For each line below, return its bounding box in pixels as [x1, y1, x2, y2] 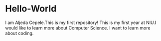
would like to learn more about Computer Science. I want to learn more [5, 24, 151, 30]
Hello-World [5, 3, 57, 14]
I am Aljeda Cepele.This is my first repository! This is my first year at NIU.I [5, 19, 157, 25]
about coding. [5, 30, 34, 36]
